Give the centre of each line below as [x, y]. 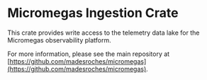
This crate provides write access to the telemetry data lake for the [103, 33]
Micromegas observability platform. [59, 40]
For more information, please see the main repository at [89, 54]
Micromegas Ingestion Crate [93, 13]
